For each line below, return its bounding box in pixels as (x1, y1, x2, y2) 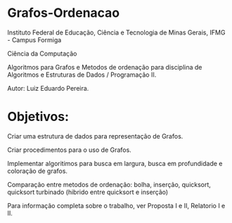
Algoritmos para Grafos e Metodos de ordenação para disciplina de (7, 63, 202, 71)
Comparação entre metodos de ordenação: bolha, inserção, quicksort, (7, 180, 211, 189)
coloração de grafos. (7, 167, 68, 175)
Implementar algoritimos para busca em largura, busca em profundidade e (7, 159, 223, 167)
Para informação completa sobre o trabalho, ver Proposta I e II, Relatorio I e (7, 201, 226, 210)
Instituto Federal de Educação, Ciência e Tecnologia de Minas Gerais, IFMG (7, 28, 226, 37)
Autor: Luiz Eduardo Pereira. (7, 84, 89, 92)
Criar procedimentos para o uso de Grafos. (7, 146, 131, 154)
